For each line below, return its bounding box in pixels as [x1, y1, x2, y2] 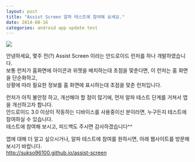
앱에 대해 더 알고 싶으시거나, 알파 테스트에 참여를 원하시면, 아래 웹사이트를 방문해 [6, 135, 190, 143]
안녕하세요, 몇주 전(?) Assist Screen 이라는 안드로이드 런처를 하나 [6, 52, 156, 59]
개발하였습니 [156, 52, 186, 59]
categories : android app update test [6, 24, 98, 31]
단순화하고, [12, 74, 38, 82]
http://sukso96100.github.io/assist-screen [6, 149, 107, 156]
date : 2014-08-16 [6, 19, 48, 25]
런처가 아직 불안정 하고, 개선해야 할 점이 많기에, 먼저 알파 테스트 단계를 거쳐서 [6, 94, 182, 101]
